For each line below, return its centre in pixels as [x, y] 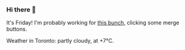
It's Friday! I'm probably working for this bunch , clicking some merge [93, 23]
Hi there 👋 [21, 10]
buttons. [17, 29]
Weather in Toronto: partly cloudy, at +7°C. [60, 41]
